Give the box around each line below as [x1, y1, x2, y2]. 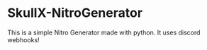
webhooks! [7, 35, 40, 44]
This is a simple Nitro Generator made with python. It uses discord [7, 28, 201, 37]
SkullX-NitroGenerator [7, 5, 143, 21]
